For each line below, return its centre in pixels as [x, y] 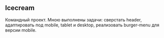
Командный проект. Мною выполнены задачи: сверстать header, [73, 19]
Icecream [20, 8]
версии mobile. [21, 30]
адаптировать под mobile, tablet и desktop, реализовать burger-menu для [82, 25]
